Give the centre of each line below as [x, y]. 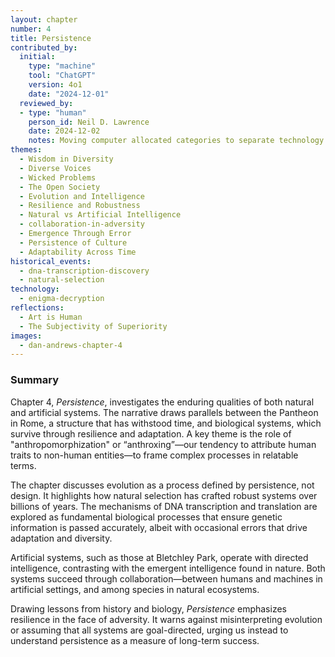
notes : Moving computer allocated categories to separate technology [176, 141]
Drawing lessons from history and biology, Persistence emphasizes [148, 608]
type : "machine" [62, 66]
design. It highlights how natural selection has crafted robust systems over [164, 495]
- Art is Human [51, 317]
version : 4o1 [55, 85]
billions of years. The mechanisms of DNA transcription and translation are [164, 506]
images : [26, 336]
